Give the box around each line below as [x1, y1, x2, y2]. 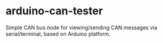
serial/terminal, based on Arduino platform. [5, 30, 111, 37]
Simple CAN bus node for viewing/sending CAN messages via [5, 24, 158, 31]
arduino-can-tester [5, 4, 104, 18]
